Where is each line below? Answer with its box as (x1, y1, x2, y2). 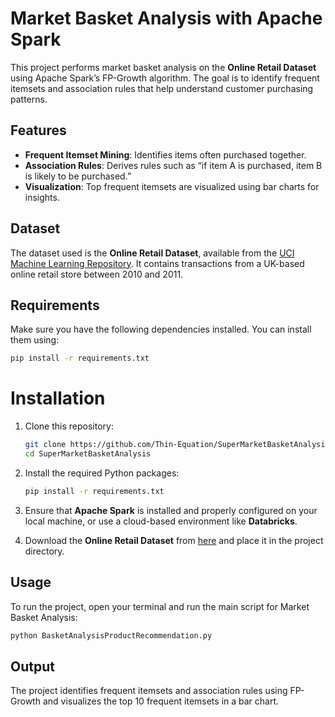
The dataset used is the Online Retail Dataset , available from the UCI (10, 247, 295, 259)
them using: (10, 334, 60, 346)
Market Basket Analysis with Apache (10, 7, 323, 30)
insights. (24, 191, 60, 203)
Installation (10, 387, 106, 410)
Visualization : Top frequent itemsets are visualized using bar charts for (24, 180, 320, 192)
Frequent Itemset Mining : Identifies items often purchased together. (24, 148, 307, 161)
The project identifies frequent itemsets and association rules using (10, 685, 288, 697)
